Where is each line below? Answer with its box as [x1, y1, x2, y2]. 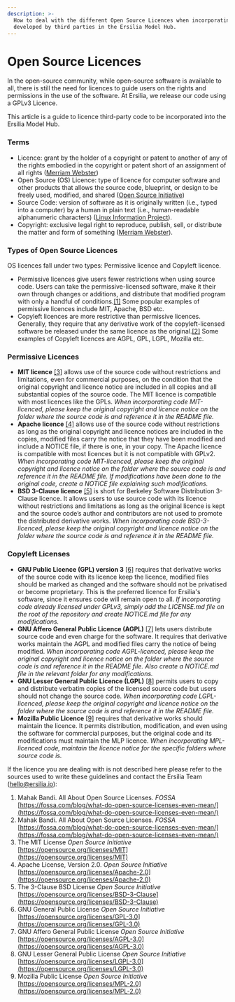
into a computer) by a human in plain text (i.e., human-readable [17, 205, 199, 214]
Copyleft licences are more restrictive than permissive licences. [17, 312, 201, 320]
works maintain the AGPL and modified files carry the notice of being [17, 639, 217, 648]
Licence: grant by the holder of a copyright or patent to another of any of [17, 153, 228, 162]
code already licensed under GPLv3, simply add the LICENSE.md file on [17, 602, 225, 610]
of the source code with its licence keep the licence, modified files [17, 572, 209, 581]
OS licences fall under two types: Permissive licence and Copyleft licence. [7, 261, 222, 270]
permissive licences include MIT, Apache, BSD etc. [17, 304, 164, 313]
